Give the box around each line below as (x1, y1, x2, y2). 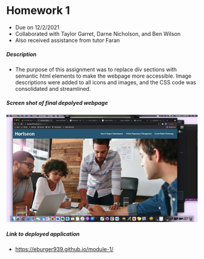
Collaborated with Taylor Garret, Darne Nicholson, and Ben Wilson (15, 30, 181, 37)
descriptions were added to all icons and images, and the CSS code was (15, 78, 196, 86)
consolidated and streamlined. (15, 85, 91, 92)
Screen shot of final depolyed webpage (6, 99, 108, 106)
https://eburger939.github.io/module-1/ (15, 246, 114, 253)
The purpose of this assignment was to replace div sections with (15, 66, 177, 73)
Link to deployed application (6, 230, 80, 237)
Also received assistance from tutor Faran (15, 36, 120, 44)
